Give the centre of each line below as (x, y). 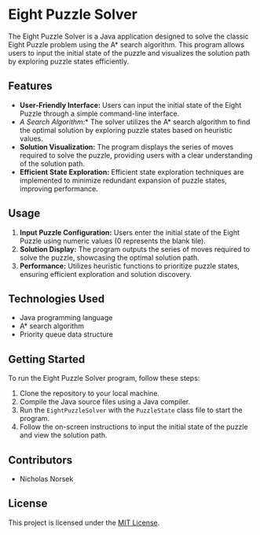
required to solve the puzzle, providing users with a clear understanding (136, 155)
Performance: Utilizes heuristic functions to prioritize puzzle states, (129, 266)
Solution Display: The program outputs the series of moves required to (134, 249)
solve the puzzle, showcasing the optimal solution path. (109, 257)
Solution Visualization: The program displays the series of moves (126, 146)
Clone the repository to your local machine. (89, 393)
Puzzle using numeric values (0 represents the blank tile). (112, 241)
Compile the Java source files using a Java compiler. (105, 402)
